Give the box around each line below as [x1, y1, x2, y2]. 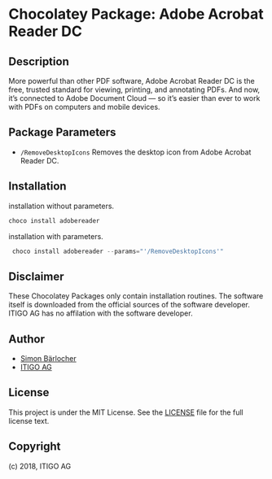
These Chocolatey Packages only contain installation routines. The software [8, 291, 264, 301]
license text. [8, 416, 50, 425]
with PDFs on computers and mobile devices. [8, 102, 160, 111]
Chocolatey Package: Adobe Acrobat [8, 5, 264, 24]
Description [8, 54, 69, 68]
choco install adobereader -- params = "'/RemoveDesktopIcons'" [11, 247, 224, 255]
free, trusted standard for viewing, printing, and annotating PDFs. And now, [8, 85, 261, 94]
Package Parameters [8, 125, 116, 139]
